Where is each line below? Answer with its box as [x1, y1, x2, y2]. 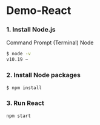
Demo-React [6, 4, 72, 18]
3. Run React [6, 99, 44, 107]
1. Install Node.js [6, 25, 56, 34]
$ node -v [6, 51, 32, 57]
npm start [6, 113, 32, 119]
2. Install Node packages [6, 71, 81, 79]
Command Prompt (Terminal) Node [6, 39, 94, 46]
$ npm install [6, 84, 42, 91]
